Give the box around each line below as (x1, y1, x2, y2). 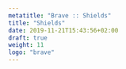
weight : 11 (8, 41, 44, 49)
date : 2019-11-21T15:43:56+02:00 (8, 26, 119, 34)
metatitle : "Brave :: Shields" (8, 11, 112, 20)
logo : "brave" (8, 48, 55, 56)
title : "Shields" (8, 19, 66, 27)
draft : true (8, 33, 48, 42)
